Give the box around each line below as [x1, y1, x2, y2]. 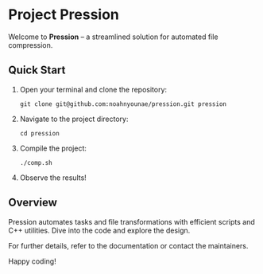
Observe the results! [19, 173, 87, 182]
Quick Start [8, 64, 66, 77]
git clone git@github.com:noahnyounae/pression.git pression [19, 100, 227, 108]
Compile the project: [19, 143, 87, 153]
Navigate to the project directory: [19, 114, 129, 123]
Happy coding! [8, 256, 57, 266]
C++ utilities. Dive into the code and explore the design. [8, 225, 191, 235]
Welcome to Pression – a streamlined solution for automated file [8, 32, 219, 41]
